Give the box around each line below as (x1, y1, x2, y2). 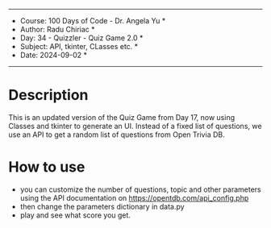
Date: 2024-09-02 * (19, 50, 87, 60)
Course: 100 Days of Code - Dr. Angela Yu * (19, 16, 166, 25)
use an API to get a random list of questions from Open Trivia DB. (8, 130, 225, 139)
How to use (8, 158, 85, 176)
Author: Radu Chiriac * (19, 25, 95, 34)
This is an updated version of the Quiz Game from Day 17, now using (8, 112, 236, 122)
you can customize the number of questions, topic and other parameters (19, 184, 262, 194)
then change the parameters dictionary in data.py (19, 201, 185, 211)
